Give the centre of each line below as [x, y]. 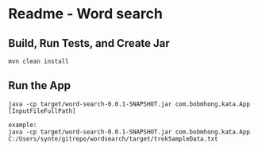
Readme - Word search [85, 14]
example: [23, 125]
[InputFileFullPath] [42, 111]
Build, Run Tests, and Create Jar [89, 43]
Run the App [40, 85]
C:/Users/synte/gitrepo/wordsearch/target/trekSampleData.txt [113, 139]
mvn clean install [39, 61]
